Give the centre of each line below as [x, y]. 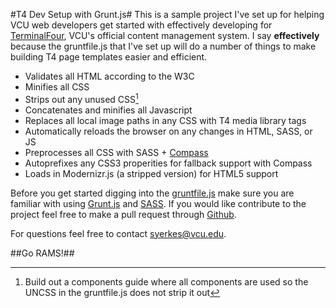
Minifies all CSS [57, 87]
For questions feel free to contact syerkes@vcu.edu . [118, 233]
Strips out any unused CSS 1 [81, 98]
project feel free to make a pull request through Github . [123, 214]
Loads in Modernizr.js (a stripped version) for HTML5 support [151, 173]
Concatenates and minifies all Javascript [108, 110]
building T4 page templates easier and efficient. [109, 57]
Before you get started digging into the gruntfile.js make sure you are [152, 193]
